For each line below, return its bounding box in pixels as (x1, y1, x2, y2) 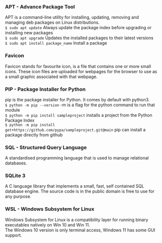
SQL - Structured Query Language (5, 144, 87, 151)
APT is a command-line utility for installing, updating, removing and (5, 15, 139, 20)
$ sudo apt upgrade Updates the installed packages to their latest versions (5, 35, 154, 41)
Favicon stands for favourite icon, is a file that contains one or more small (5, 63, 151, 69)
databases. (5, 160, 28, 166)
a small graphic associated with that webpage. (5, 74, 98, 80)
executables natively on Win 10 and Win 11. (5, 222, 90, 227)
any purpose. (5, 194, 31, 199)
